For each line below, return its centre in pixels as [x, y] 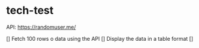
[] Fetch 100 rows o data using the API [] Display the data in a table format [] [100, 38]
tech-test [30, 10]
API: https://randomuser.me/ [41, 27]
